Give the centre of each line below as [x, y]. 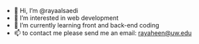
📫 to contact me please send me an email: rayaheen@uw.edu [103, 33]
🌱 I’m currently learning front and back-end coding [87, 25]
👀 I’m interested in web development [66, 18]
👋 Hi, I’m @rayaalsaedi [46, 11]
